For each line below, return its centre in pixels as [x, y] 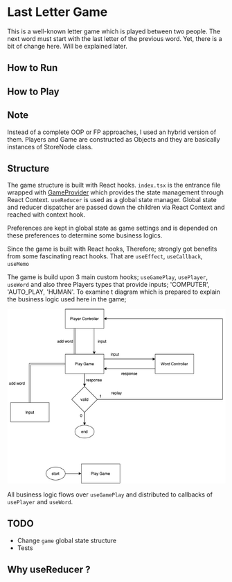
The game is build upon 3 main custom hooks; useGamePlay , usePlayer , [108, 277]
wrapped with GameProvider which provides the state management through [115, 192]
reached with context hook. [46, 215]
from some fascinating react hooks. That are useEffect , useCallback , [105, 256]
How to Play [34, 91]
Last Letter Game [57, 12]
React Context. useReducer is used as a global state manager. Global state [112, 200]
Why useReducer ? [49, 570]
